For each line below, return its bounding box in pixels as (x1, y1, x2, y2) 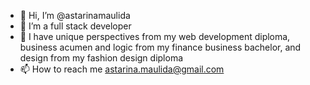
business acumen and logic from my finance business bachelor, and (19, 41, 302, 53)
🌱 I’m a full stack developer (19, 20, 132, 32)
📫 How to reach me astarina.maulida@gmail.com (19, 63, 225, 75)
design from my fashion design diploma (19, 52, 184, 64)
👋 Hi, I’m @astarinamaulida (19, 10, 131, 21)
